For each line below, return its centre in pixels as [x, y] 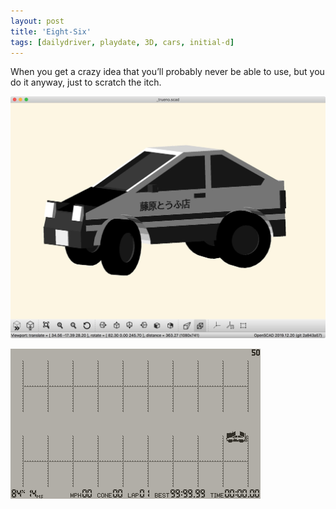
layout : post [37, 21]
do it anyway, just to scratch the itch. [86, 82]
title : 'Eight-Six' [51, 31]
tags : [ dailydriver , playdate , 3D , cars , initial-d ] [122, 42]
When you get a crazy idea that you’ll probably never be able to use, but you [167, 72]
